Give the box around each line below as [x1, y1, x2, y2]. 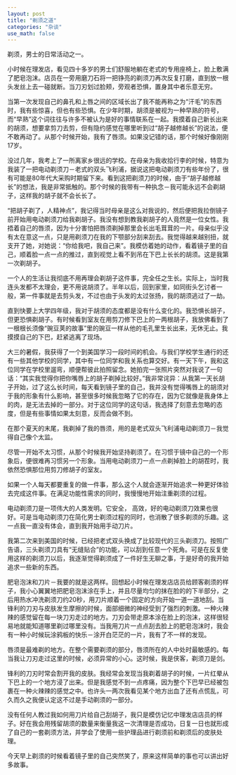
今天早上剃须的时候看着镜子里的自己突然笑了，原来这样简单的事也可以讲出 [7, 752, 223, 760]
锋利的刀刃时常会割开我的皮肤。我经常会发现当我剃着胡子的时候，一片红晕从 [7, 669, 229, 678]
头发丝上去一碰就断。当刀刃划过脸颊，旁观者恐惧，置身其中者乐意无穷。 [7, 82, 216, 91]
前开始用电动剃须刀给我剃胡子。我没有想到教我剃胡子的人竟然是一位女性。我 [7, 215, 229, 223]
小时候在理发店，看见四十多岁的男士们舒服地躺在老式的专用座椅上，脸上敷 [7, 65, 223, 74]
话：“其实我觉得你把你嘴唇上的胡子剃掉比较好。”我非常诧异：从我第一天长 [7, 374, 219, 383]
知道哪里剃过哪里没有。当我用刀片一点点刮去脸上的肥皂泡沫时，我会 [31, 622, 229, 630]
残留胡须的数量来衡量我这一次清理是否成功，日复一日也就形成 [50, 719, 229, 728]
